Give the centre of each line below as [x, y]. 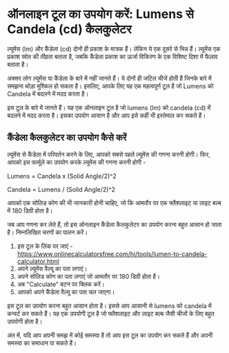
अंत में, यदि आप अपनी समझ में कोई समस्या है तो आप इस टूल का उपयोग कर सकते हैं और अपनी [110, 335]
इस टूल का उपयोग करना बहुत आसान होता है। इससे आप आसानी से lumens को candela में [109, 306]
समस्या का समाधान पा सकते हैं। [42, 343]
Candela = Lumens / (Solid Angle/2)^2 [61, 189]
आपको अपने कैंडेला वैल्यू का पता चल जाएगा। [66, 292]
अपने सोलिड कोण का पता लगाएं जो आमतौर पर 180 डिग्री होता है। [89, 276]
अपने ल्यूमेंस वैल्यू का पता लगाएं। [52, 269]
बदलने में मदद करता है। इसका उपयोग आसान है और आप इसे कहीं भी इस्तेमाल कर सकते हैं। [107, 115]
